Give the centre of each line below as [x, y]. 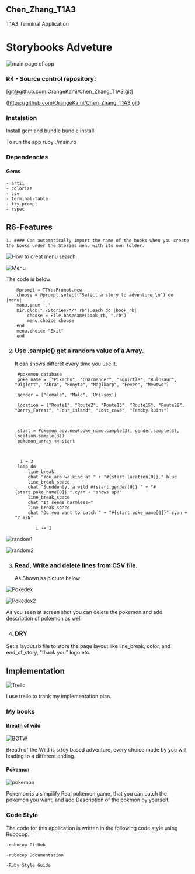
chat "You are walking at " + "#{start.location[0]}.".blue [102, 477]
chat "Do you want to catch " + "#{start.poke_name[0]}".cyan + [108, 513]
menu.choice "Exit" [40, 331]
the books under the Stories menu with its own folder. [75, 246]
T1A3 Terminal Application [37, 23]
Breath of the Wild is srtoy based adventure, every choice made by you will [96, 750]
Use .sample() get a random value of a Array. [79, 351]
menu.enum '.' [34, 306]
